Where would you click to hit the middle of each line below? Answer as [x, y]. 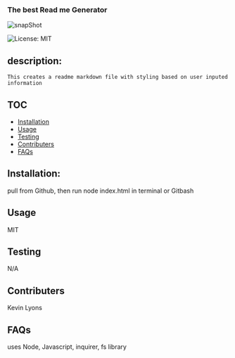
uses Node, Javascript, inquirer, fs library [67, 347]
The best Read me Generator [57, 10]
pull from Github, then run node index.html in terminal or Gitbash [101, 191]
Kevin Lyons [25, 308]
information [25, 83]
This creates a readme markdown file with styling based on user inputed [118, 77]
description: [34, 61]
